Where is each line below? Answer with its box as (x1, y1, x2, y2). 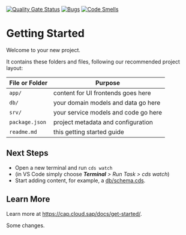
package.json (9, 119, 47, 125)
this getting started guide (53, 128, 124, 136)
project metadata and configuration (53, 117, 153, 126)
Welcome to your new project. (6, 46, 81, 53)
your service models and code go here (53, 108, 163, 116)
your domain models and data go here (53, 98, 161, 107)
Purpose (95, 79, 121, 87)
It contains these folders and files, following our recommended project (6, 58, 180, 65)
